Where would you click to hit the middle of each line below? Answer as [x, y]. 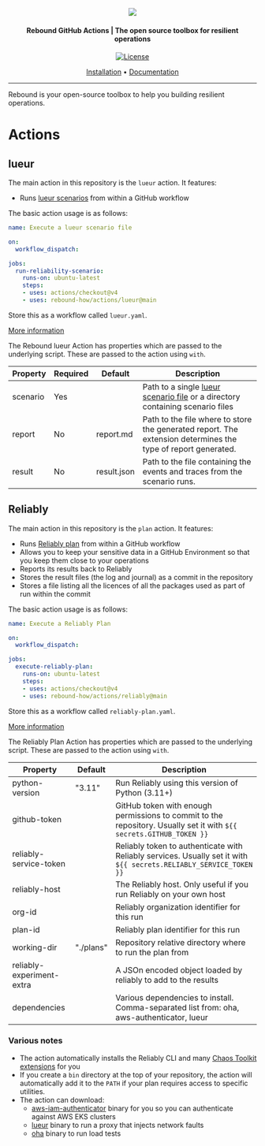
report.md [114, 433]
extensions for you [50, 1066]
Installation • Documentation [132, 72]
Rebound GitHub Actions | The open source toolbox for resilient [132, 31]
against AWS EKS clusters [73, 1116]
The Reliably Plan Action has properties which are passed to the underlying [131, 742]
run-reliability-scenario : [60, 271]
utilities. [32, 1091]
